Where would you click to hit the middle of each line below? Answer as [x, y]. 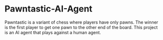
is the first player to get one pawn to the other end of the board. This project [81, 27]
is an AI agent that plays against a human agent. [53, 32]
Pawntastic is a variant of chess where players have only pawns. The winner [81, 22]
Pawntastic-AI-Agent [49, 9]
